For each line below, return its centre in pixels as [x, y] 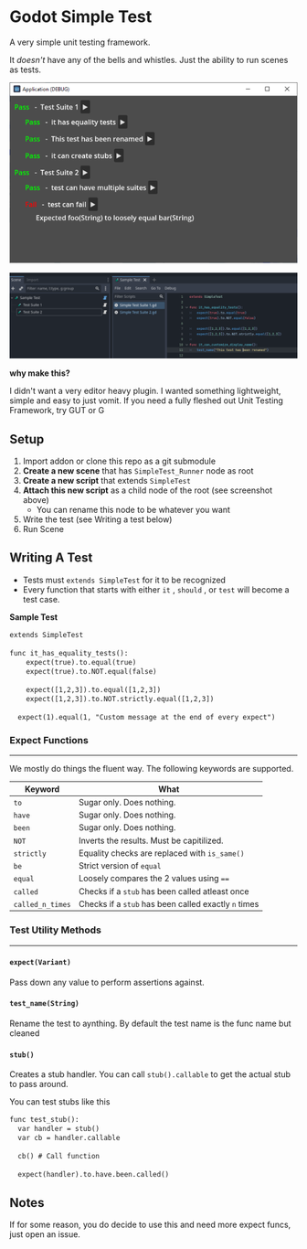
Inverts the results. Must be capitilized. [151, 840]
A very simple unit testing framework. [80, 42]
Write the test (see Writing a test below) [97, 519]
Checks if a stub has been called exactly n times [169, 903]
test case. [41, 599]
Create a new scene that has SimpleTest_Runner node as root [138, 471]
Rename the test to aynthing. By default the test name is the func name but [150, 1024]
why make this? [40, 373]
